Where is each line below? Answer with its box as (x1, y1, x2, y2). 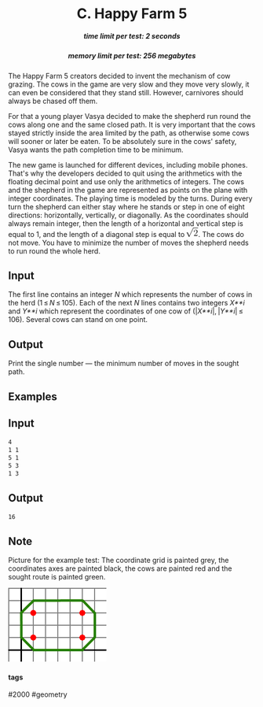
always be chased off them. (8, 96, 98, 105)
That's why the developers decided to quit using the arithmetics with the (8, 168, 243, 178)
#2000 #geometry (8, 690, 68, 699)
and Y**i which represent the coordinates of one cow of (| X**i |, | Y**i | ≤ (8, 306, 243, 316)
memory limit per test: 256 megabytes (68, 51, 196, 61)
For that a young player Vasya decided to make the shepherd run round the (8, 111, 251, 120)
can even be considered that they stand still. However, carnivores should (8, 87, 243, 97)
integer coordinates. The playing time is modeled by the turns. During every (8, 194, 253, 203)
